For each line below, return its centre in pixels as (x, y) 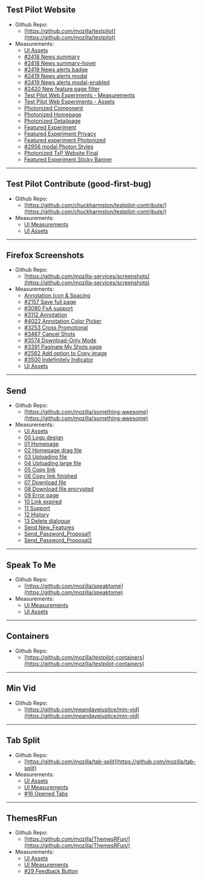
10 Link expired (43, 502)
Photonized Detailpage (52, 121)
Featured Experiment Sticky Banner (68, 159)
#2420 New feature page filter (62, 89)
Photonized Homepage (53, 114)
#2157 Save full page (50, 302)
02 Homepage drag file (53, 450)
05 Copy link (40, 470)
